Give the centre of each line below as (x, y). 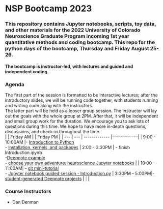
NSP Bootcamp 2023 (49, 9)
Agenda (15, 84)
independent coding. (27, 71)
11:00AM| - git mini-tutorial (32, 168)
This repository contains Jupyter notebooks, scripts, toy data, (81, 24)
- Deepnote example (25, 158)
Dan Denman (25, 202)
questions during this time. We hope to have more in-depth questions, (76, 126)
